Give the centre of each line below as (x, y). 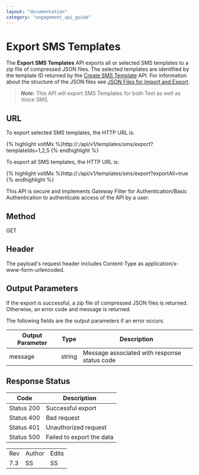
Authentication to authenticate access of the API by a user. (78, 198)
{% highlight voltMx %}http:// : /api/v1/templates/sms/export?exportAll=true (97, 173)
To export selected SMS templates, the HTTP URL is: (70, 133)
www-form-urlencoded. (36, 270)
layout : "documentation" (37, 12)
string (69, 356)
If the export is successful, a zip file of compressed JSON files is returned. (97, 303)
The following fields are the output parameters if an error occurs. (85, 321)
